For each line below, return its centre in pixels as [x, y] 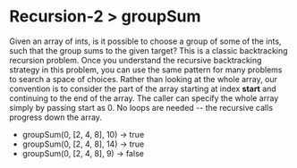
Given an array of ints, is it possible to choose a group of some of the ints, [145, 41]
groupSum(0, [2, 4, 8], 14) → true [83, 144]
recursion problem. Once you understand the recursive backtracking [136, 60]
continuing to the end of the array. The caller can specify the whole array [144, 98]
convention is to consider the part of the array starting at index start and [143, 88]
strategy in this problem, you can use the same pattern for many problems [146, 70]
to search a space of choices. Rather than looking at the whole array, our [143, 79]
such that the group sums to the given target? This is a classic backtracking [148, 50]
